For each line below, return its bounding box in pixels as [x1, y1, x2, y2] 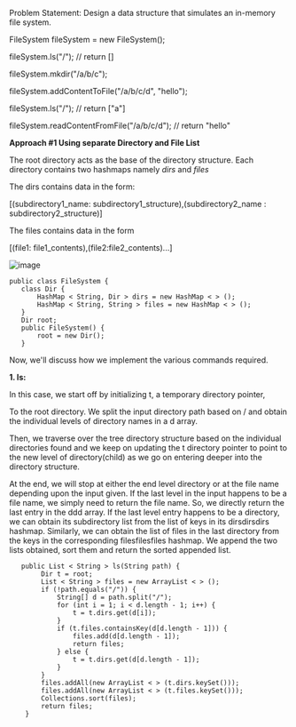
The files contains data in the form [9, 226, 135, 236]
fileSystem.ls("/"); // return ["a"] [9, 103, 126, 114]
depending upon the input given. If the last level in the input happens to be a [9, 488, 288, 499]
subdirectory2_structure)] [9, 208, 104, 219]
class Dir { [20, 284, 66, 293]
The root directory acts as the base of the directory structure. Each [9, 155, 254, 165]
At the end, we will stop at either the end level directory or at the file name [9, 479, 279, 489]
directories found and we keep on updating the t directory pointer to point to [9, 443, 288, 452]
